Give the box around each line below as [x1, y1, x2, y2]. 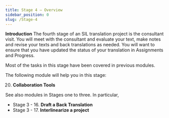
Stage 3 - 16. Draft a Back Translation [12, 102, 93, 108]
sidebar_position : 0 [5, 12, 50, 17]
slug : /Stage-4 [5, 17, 38, 22]
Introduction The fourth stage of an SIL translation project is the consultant [5, 31, 164, 37]
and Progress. [5, 52, 35, 58]
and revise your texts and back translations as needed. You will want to [5, 42, 155, 48]
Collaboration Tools [12, 82, 56, 88]
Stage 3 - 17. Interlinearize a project [12, 107, 89, 113]
